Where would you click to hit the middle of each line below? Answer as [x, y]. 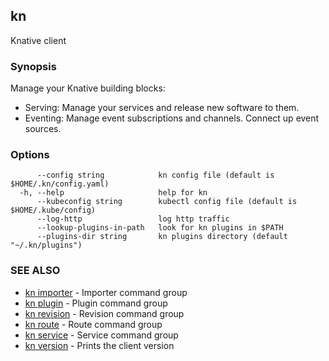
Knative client [38, 40]
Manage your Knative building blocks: [88, 88]
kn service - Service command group [101, 335]
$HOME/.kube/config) [53, 210]
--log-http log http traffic [133, 219]
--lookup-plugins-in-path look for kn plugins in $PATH [160, 228]
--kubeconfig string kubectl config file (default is [167, 202]
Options [30, 155]
